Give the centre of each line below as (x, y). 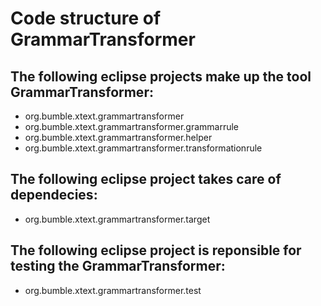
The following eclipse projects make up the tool (161, 76)
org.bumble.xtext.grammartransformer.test (113, 290)
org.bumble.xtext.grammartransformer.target (117, 219)
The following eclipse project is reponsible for (156, 250)
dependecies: (54, 195)
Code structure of (86, 18)
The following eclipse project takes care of (146, 179)
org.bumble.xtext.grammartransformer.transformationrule (143, 148)
